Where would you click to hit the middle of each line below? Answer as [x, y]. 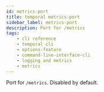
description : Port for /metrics [46, 28]
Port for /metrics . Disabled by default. [52, 83]
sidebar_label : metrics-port [42, 22]
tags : [13, 33]
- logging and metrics [44, 60]
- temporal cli [35, 45]
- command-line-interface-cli [54, 55]
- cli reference [37, 39]
